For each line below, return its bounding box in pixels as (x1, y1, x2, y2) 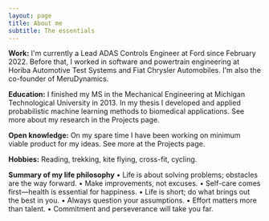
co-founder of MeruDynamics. (8, 74, 109, 84)
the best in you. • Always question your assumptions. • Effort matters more (8, 195, 257, 205)
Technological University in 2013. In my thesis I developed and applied (8, 98, 241, 108)
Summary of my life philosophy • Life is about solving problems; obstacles (8, 170, 259, 180)
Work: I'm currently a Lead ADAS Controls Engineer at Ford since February (8, 49, 257, 58)
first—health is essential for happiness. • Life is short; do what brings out (8, 187, 251, 197)
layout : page (8, 11, 52, 20)
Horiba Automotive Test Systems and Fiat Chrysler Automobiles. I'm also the (8, 66, 261, 75)
